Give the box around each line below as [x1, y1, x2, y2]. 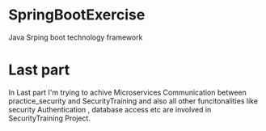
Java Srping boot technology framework [8, 32, 143, 42]
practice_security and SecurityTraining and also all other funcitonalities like [8, 95, 259, 106]
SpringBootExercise [8, 6, 146, 24]
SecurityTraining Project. [8, 113, 91, 123]
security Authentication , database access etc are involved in [8, 104, 212, 114]
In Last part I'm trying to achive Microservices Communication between [8, 87, 247, 97]
